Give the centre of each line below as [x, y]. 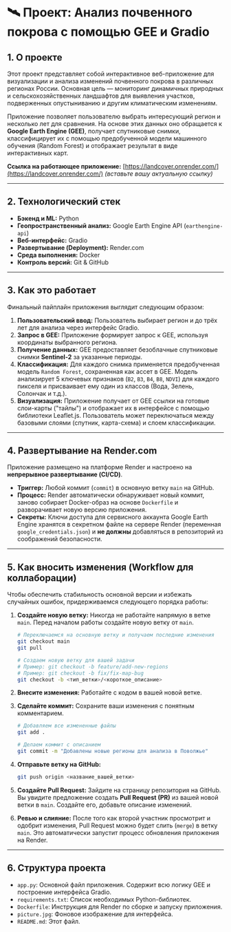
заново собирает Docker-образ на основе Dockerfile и [98, 502]
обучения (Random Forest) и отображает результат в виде [92, 146]
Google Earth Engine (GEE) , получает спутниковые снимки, [94, 131]
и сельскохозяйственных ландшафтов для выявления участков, [101, 96]
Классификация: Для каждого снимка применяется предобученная [118, 364]
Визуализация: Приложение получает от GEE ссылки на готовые [113, 401]
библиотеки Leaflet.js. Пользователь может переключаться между [115, 415]
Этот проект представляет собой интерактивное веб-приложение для [111, 74]
